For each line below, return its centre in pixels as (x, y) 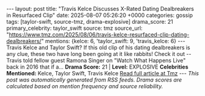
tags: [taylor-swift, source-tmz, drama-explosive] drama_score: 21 (90, 22)
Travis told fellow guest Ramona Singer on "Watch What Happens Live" (96, 60)
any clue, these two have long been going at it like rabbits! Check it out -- (99, 54)
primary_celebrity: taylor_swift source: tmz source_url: (74, 28)
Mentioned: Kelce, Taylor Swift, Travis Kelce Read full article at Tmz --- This (102, 73)
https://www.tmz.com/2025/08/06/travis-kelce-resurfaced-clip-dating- (99, 35)
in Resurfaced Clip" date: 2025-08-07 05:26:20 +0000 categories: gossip (99, 15)
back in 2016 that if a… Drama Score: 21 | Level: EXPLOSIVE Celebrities (97, 67)
